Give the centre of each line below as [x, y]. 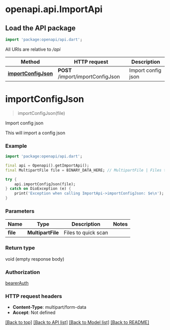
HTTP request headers [34, 296]
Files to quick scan [86, 233]
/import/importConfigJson [89, 76]
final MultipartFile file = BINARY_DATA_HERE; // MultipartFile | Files [83, 170]
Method [30, 62]
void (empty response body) [35, 259]
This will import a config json [35, 133]
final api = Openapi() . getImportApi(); [47, 166]
